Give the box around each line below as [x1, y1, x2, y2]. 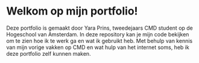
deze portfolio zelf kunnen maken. [6, 50, 92, 57]
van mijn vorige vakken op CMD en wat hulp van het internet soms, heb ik [6, 44, 190, 51]
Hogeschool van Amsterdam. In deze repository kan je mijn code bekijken [6, 30, 189, 38]
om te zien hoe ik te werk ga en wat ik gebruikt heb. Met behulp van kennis [6, 37, 193, 44]
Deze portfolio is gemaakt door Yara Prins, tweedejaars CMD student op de [6, 24, 193, 31]
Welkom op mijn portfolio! [6, 4, 138, 18]
